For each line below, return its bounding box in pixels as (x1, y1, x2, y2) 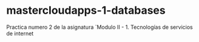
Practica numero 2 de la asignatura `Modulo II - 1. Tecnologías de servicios (6, 23, 193, 31)
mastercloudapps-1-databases (6, 4, 166, 17)
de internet (6, 29, 34, 37)
